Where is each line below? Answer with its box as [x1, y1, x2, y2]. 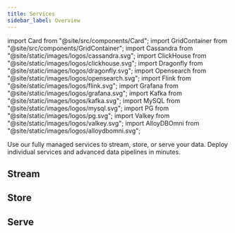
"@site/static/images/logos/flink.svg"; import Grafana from [7, 81, 179, 90]
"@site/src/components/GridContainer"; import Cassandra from [7, 44, 193, 52]
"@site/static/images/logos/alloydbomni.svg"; [7, 126, 141, 135]
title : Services [7, 10, 55, 18]
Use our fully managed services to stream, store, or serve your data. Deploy [7, 140, 228, 148]
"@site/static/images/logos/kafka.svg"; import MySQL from [7, 96, 181, 104]
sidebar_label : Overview [7, 17, 80, 24]
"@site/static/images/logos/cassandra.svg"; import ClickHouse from [7, 51, 207, 60]
